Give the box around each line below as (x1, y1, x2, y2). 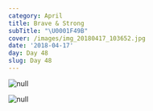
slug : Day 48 (8, 57, 52, 65)
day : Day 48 (8, 49, 48, 57)
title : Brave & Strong (8, 19, 85, 27)
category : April (8, 11, 63, 20)
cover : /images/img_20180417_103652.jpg (8, 34, 147, 43)
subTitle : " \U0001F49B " (8, 27, 89, 35)
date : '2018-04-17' (8, 42, 74, 50)
